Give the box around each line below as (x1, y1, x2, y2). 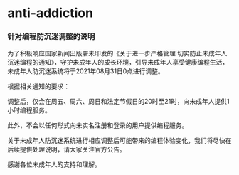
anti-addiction (7, 5, 94, 21)
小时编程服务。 (7, 106, 51, 115)
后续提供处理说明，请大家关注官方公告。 (7, 145, 126, 154)
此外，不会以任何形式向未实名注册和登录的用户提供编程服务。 (7, 121, 188, 129)
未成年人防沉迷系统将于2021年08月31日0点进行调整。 (7, 67, 165, 75)
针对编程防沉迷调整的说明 (7, 32, 95, 42)
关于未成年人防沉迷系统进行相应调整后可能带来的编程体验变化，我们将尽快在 (7, 137, 232, 145)
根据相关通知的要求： (7, 82, 70, 90)
